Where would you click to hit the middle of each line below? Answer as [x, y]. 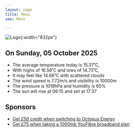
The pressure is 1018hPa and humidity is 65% [59, 86]
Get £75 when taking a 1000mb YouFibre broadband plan [71, 124]
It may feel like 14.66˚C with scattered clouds [58, 75]
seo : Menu [15, 19]
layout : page [19, 10]
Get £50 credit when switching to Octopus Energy [64, 119]
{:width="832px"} [39, 37]
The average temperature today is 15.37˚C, [56, 65]
